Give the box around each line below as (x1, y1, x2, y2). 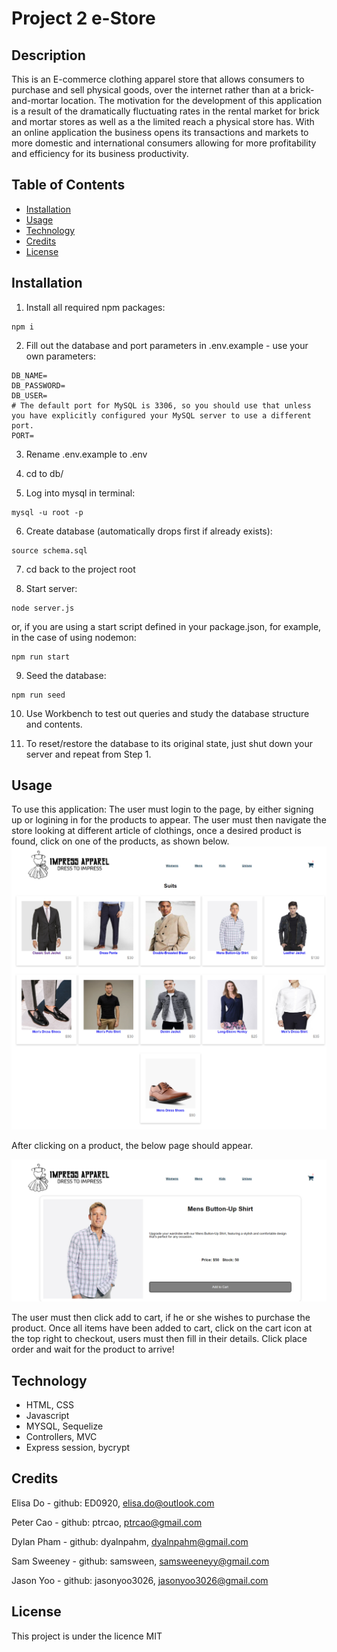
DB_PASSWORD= (11, 380, 66, 391)
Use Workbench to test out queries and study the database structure (25, 707, 310, 719)
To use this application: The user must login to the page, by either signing (11, 803, 314, 816)
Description (11, 47, 86, 64)
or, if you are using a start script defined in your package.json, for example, (11, 620, 322, 632)
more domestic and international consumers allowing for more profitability (11, 137, 317, 149)
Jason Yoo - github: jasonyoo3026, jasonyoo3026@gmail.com (11, 1574, 269, 1586)
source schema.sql (11, 545, 88, 556)
